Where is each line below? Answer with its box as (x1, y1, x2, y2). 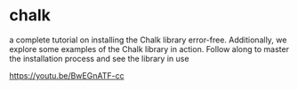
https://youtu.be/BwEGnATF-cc (9, 70, 125, 80)
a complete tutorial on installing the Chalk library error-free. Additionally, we (9, 34, 287, 45)
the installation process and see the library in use (9, 53, 189, 64)
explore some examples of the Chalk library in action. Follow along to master (9, 43, 289, 54)
